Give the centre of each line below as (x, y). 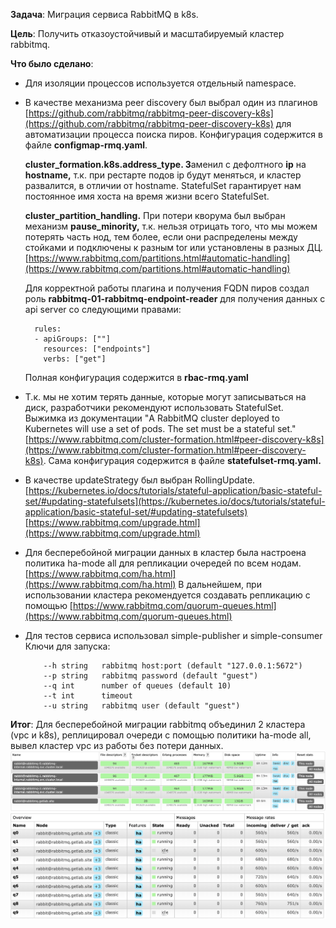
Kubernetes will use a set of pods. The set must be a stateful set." (160, 428)
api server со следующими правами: (103, 309)
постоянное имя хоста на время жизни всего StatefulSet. (147, 196)
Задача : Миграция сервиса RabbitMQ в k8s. (104, 14)
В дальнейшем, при (220, 584)
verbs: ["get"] (75, 359)
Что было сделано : (52, 63)
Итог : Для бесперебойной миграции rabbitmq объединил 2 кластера (158, 724)
